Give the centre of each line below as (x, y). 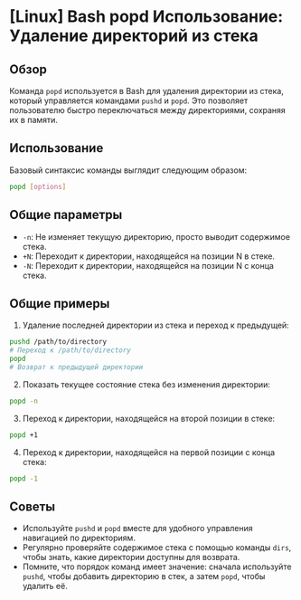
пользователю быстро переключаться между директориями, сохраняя (148, 110)
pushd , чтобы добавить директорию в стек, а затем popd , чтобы (144, 576)
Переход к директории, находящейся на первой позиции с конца (149, 452)
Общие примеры (60, 304)
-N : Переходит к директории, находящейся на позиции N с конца (148, 265)
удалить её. (45, 586)
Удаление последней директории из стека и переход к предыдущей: (155, 325)
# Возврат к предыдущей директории (76, 367)
